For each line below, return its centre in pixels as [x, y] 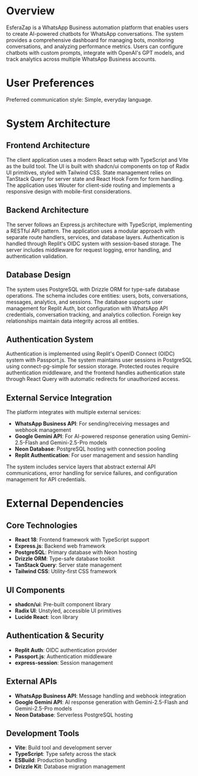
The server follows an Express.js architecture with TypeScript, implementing [99, 224]
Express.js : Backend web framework [60, 546]
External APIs [32, 682]
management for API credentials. [46, 480]
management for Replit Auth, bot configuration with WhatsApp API [87, 308]
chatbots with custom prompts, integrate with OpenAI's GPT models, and [95, 52]
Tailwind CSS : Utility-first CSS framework [66, 571]
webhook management [43, 430]
